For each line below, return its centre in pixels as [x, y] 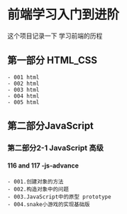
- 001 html [23, 77]
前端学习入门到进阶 [63, 15]
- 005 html [23, 102]
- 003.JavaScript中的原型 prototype [59, 197]
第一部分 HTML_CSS [53, 60]
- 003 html [23, 90]
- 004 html [23, 96]
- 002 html [23, 83]
